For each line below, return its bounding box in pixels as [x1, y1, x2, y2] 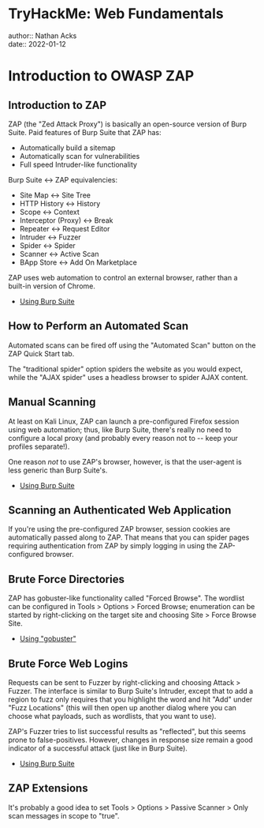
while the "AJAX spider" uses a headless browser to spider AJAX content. [8, 372, 248, 382]
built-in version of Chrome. [8, 281, 96, 291]
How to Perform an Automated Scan [8, 319, 189, 333]
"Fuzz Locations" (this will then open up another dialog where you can [8, 703, 236, 712]
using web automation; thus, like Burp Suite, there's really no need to [8, 424, 232, 435]
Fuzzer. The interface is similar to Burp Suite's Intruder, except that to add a [8, 687, 254, 695]
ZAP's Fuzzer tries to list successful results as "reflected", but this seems [8, 727, 247, 736]
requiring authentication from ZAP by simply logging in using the [8, 541, 218, 551]
